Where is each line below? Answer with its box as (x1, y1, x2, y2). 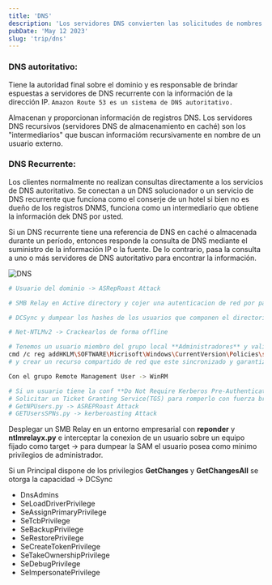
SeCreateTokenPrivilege (19, 542, 101, 552)
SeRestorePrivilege (19, 533, 84, 543)
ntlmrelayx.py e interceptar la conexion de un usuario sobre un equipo (8, 433, 245, 442)
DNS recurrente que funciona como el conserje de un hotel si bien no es (8, 194, 249, 203)
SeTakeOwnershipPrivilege (19, 550, 111, 560)
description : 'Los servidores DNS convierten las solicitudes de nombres (8, 19, 263, 28)
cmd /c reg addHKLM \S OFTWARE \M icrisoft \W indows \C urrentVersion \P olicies (8, 350, 259, 359)
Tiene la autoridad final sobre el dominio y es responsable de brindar (8, 79, 238, 89)
